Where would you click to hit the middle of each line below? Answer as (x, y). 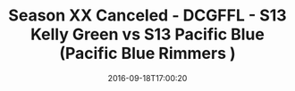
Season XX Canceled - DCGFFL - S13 (147, 16)
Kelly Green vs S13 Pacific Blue (147, 34)
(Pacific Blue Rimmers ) (147, 54)
